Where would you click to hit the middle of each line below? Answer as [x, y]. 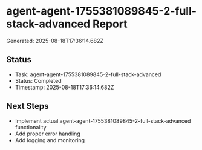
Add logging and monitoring [50, 140]
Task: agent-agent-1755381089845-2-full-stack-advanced [88, 74]
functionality [31, 127]
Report [110, 24]
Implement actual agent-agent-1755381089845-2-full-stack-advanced [103, 121]
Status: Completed [38, 80]
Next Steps [28, 106]
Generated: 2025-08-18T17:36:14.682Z [55, 41]
